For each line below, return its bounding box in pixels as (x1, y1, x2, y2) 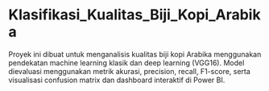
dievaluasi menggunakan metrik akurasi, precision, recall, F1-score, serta (8, 66, 251, 76)
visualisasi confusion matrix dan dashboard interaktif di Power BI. (8, 75, 226, 85)
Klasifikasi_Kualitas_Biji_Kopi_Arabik (8, 6, 261, 24)
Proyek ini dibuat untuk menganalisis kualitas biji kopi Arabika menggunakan (8, 49, 262, 59)
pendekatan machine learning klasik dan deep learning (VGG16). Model (8, 58, 245, 68)
